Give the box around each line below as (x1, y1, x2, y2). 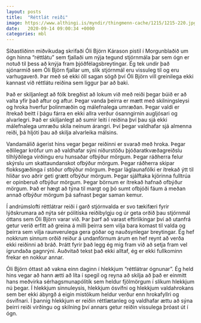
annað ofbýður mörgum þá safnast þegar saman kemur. (6, 191, 144, 199)
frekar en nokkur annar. (6, 254, 64, 261)
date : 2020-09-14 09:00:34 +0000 (6, 25, 95, 32)
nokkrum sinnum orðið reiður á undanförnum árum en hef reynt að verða (6, 234, 184, 242)
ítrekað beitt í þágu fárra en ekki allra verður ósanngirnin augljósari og (6, 110, 178, 117)
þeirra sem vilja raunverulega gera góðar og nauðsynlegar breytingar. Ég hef (6, 228, 194, 236)
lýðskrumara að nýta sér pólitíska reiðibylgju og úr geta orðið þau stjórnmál (6, 209, 190, 217)
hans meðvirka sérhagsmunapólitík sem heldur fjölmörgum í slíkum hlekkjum (6, 278, 195, 285)
